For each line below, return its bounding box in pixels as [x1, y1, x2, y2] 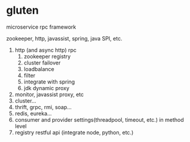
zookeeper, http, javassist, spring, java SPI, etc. [6, 35, 122, 42]
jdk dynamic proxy [23, 84, 70, 91]
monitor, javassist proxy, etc [14, 91, 84, 98]
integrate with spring [23, 78, 75, 85]
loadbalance [23, 65, 55, 72]
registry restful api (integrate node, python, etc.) [14, 129, 134, 136]
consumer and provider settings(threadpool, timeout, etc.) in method [14, 116, 184, 123]
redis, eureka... [14, 110, 52, 117]
